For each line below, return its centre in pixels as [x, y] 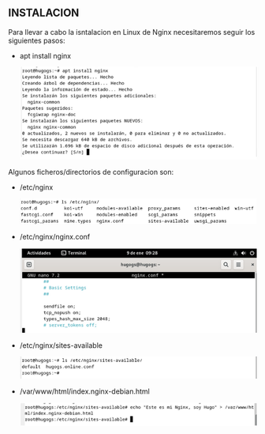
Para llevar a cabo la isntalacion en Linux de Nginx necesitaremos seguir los [132, 32]
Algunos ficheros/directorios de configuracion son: [91, 172]
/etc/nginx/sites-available [61, 345]
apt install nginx [45, 55]
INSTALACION [44, 13]
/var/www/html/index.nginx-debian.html [84, 391]
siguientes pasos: [37, 40]
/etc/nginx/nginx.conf [55, 237]
